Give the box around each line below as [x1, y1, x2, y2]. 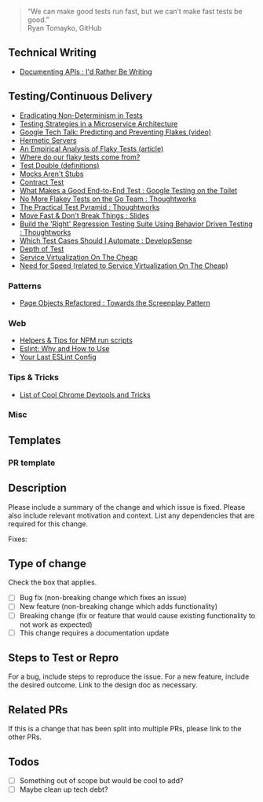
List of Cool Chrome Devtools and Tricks [19, 390, 151, 399]
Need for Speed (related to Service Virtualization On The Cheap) [19, 261, 229, 270]
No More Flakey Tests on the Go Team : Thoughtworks [19, 194, 197, 203]
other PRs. [8, 732, 42, 742]
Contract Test [19, 177, 64, 187]
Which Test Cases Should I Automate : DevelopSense [19, 236, 192, 245]
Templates [8, 434, 61, 447]
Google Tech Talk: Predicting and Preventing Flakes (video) [19, 127, 212, 137]
